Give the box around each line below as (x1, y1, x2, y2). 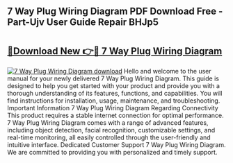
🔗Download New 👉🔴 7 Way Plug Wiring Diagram (7, 45, 223, 57)
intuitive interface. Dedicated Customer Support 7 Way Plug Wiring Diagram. (7, 141, 226, 148)
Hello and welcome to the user (124, 67, 211, 75)
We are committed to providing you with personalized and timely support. (7, 148, 218, 156)
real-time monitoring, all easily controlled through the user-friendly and (7, 133, 211, 141)
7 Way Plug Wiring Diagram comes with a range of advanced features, (7, 119, 209, 127)
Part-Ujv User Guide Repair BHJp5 (7, 17, 159, 28)
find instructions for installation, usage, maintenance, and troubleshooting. (7, 96, 220, 105)
